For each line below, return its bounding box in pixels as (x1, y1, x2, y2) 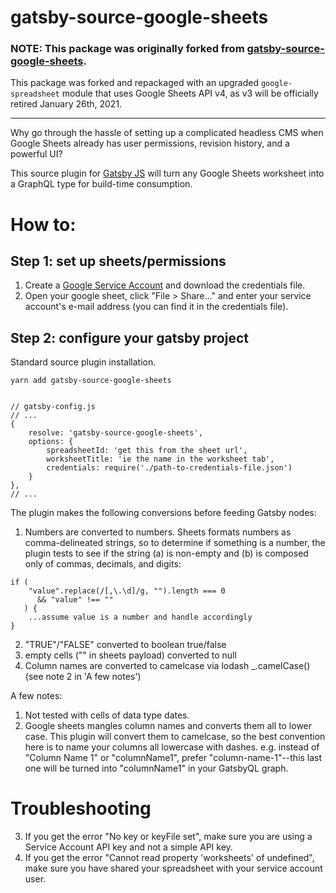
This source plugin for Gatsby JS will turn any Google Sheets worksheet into (10, 167, 325, 180)
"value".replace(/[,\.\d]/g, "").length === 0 (28, 586, 226, 596)
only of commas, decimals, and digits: (24, 558, 182, 570)
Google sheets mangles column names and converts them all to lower (24, 720, 313, 732)
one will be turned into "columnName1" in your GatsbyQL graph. (24, 762, 289, 775)
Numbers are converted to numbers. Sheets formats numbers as (24, 526, 292, 538)
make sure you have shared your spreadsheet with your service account (24, 862, 323, 875)
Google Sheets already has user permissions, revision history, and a (10, 137, 290, 150)
